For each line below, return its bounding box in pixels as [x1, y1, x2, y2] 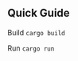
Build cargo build [7, 27, 65, 37]
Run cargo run [7, 43, 55, 53]
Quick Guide [7, 6, 70, 20]
